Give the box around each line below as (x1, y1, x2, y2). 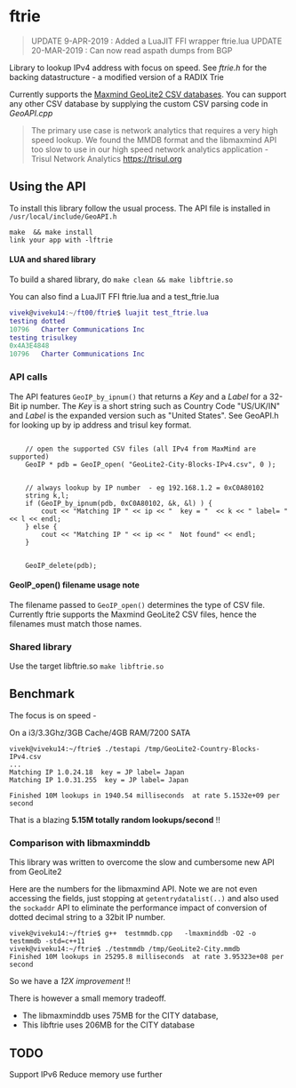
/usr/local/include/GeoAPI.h (9, 212, 117, 221)
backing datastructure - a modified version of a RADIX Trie (9, 71, 224, 82)
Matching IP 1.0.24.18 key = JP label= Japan (9, 767, 185, 777)
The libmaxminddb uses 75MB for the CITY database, (21, 1011, 220, 1021)
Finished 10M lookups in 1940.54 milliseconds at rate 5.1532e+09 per (9, 791, 280, 800)
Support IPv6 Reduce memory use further (9, 1068, 163, 1079)
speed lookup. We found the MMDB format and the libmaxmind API (30, 134, 277, 145)
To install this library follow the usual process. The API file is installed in (9, 203, 271, 213)
